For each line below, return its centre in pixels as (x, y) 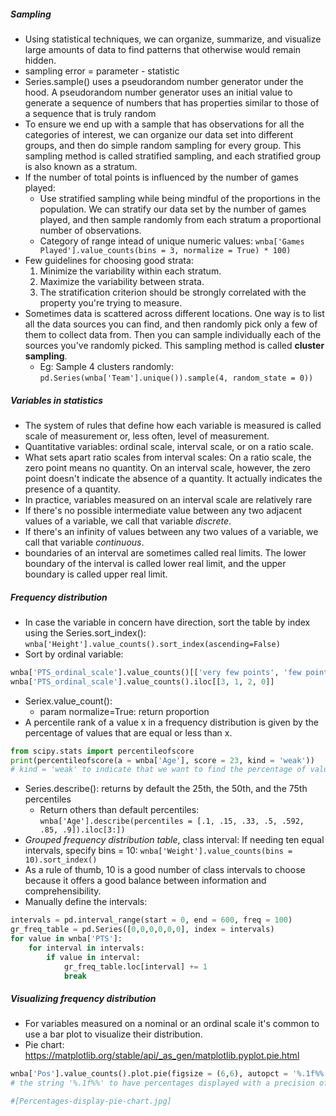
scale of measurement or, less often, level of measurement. (147, 436)
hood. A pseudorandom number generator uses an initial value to (158, 92)
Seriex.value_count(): (68, 701)
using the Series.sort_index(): (85, 632)
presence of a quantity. (72, 489)
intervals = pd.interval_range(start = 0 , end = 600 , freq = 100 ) (151, 920)
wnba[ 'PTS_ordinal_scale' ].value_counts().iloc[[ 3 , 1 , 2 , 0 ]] (142, 681)
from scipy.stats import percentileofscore (102, 751)
